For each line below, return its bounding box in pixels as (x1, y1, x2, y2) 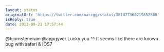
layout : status (5, 7, 38, 13)
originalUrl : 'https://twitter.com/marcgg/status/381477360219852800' (5, 12, 160, 17)
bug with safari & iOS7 (5, 41, 52, 47)
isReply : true (5, 17, 36, 22)
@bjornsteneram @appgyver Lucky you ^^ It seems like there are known (5, 36, 158, 42)
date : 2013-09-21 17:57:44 (5, 21, 63, 27)
